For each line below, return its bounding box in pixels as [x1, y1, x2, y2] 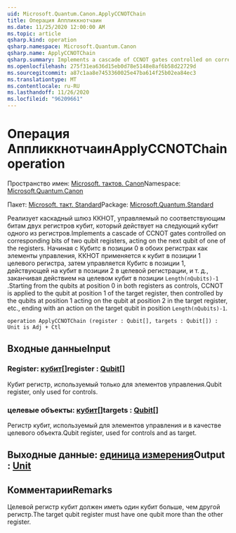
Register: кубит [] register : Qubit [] [7, 364, 125, 374]
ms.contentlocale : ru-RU [7, 82, 80, 90]
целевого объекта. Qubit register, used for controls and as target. [7, 428, 197, 437]
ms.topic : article [7, 30, 61, 37]
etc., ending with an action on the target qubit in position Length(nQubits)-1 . [7, 304, 228, 312]
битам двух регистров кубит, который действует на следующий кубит [7, 221, 219, 230]
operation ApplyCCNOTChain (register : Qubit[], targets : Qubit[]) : [7, 317, 218, 324]
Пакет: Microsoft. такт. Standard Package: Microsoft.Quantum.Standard [7, 200, 214, 209]
